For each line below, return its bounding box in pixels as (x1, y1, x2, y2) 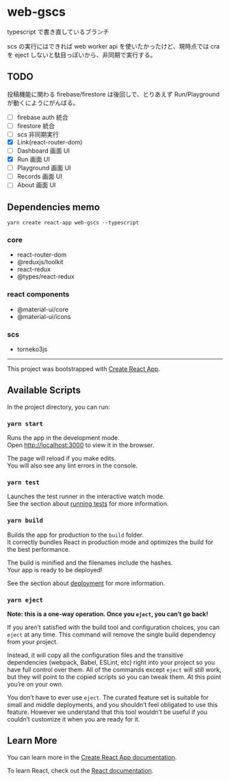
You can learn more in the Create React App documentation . (7, 753, 177, 761)
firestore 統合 (16, 121, 55, 130)
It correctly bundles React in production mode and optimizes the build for (7, 538, 214, 546)
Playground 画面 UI (16, 164, 71, 172)
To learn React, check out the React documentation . (7, 766, 154, 774)
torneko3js (16, 345, 48, 353)
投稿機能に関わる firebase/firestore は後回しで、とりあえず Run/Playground (7, 90, 220, 98)
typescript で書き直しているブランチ (7, 27, 110, 36)
